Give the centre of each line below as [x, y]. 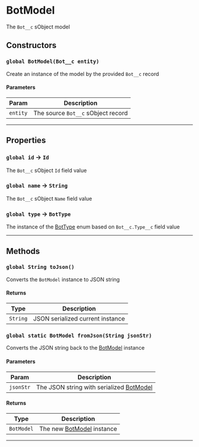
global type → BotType [38, 214]
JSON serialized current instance [79, 318]
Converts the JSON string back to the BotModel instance [76, 348]
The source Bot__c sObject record [81, 113]
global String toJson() [41, 267]
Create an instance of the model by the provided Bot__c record [83, 74]
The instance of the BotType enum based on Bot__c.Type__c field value [93, 227]
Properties [26, 140]
